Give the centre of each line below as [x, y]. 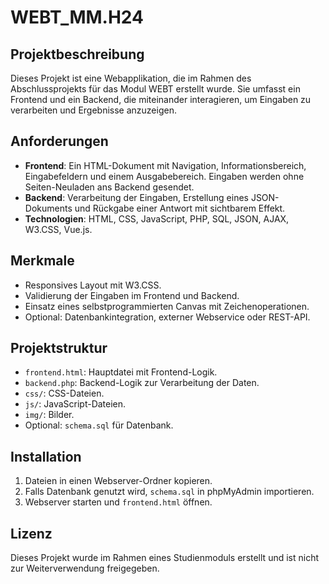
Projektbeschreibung [77, 54]
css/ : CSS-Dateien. [64, 393]
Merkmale [42, 261]
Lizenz [31, 533]
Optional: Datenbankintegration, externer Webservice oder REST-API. [167, 317]
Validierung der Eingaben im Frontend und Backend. [132, 295]
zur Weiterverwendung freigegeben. [85, 568]
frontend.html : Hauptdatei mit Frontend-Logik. [121, 372]
